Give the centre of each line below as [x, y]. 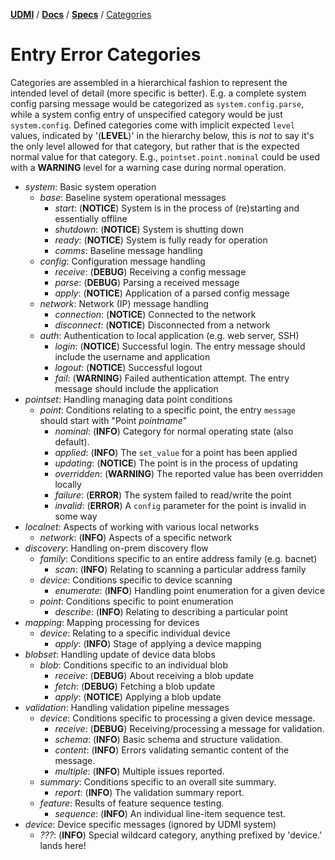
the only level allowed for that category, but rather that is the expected [155, 146]
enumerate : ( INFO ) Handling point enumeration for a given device [189, 590]
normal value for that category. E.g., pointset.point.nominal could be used [165, 156]
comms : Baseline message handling [128, 250]
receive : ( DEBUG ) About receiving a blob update [154, 675]
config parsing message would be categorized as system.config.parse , [157, 103]
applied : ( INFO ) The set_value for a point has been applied [176, 452]
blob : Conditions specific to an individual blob [134, 665]
